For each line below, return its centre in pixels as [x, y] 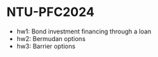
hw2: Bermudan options [51, 38]
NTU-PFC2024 [50, 12]
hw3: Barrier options [46, 46]
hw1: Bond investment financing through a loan [84, 31]
